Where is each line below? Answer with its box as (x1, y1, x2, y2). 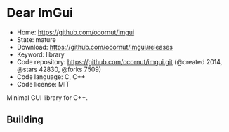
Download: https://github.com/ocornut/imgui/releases (16, 43, 174, 51)
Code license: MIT (16, 80, 70, 88)
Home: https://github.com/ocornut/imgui (16, 28, 135, 36)
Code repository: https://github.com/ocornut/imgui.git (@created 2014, (16, 57, 223, 66)
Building (6, 114, 44, 126)
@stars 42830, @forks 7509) (16, 65, 102, 73)
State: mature (16, 35, 57, 43)
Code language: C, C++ (16, 72, 86, 81)
